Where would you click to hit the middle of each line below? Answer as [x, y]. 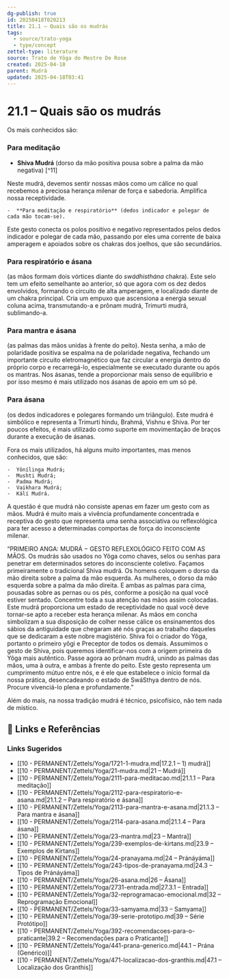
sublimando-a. [27, 313]
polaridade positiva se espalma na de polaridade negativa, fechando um [109, 353]
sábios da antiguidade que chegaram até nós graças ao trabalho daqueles [112, 628]
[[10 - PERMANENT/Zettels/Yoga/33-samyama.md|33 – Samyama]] [112, 909]
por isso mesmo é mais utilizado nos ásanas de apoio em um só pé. [102, 382]
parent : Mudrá [27, 71]
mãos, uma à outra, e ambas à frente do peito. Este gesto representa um [109, 665]
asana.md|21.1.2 [39, 800]
